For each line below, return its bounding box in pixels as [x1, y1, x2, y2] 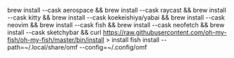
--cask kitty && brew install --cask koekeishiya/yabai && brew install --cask [7, 13, 226, 22]
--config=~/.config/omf [79, 43, 147, 51]
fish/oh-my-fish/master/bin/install [7, 36, 105, 44]
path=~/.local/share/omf [7, 43, 78, 51]
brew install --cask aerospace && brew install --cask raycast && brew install [7, 6, 226, 14]
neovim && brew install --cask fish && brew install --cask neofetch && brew [7, 21, 225, 29]
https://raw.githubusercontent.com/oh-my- [102, 28, 227, 36]
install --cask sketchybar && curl [7, 28, 102, 36]
